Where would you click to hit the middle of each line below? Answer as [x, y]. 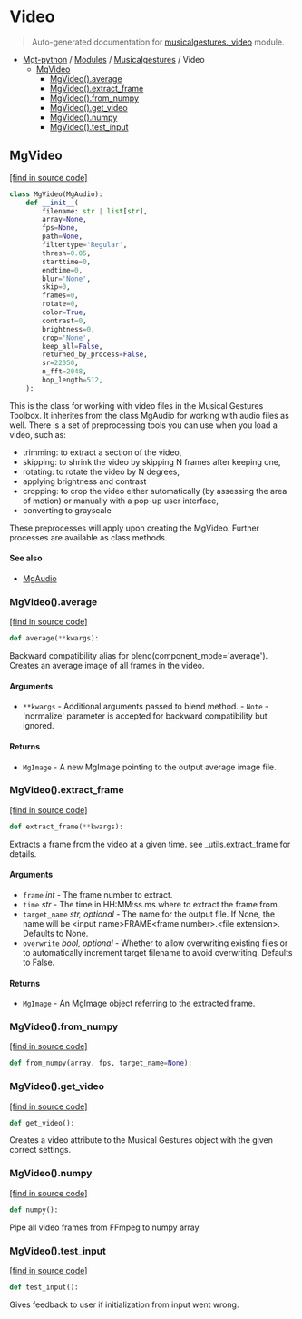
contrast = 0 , [65, 321]
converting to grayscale [67, 510]
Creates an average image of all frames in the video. [107, 666]
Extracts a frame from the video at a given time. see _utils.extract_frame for [150, 844]
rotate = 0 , [60, 304]
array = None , [65, 220]
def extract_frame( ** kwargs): [67, 827]
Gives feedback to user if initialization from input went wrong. [124, 1304]
